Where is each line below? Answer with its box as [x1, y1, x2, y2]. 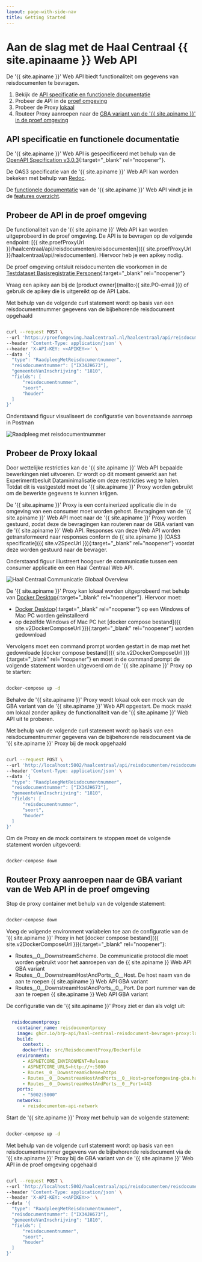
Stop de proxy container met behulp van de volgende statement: [6, 900, 166, 908]
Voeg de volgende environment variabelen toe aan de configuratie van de [6, 927, 189, 935]
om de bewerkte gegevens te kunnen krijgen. [6, 490, 118, 497]
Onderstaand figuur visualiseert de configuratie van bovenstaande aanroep [6, 413, 193, 420]
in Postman [6, 419, 34, 426]
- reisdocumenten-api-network [22, 1103, 98, 1109]
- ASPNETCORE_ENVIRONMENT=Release [22, 1059, 109, 1065]
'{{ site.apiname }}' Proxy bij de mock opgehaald [6, 740, 127, 747]
